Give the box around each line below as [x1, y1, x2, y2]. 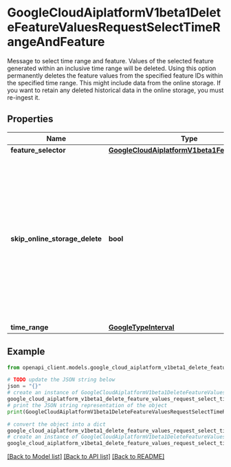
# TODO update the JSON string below [7, 376, 115, 383]
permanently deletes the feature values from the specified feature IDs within [7, 71, 223, 80]
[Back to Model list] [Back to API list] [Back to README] [7, 453, 165, 461]
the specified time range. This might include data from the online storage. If [7, 78, 221, 87]
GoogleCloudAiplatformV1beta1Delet [7, 5, 221, 21]
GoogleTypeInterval [108, 322, 175, 332]
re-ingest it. [7, 93, 40, 101]
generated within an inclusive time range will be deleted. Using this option [7, 64, 217, 72]
